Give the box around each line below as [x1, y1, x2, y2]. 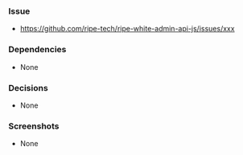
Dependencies [8, 44, 67, 55]
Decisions [8, 82, 48, 93]
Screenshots [8, 120, 60, 132]
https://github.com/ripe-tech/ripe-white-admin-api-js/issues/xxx [19, 24, 235, 34]
